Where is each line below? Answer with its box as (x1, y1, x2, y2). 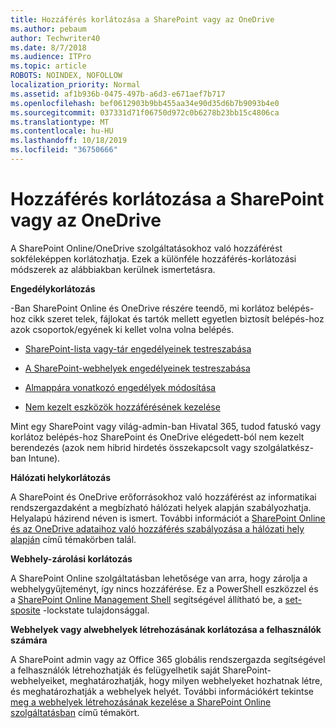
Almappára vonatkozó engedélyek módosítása (24, 381, 217, 393)
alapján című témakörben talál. (10, 533, 137, 545)
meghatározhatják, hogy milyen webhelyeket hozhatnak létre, (69, 674, 323, 686)
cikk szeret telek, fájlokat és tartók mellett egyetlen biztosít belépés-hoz (28, 312, 325, 325)
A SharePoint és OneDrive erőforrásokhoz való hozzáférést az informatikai (10, 491, 317, 503)
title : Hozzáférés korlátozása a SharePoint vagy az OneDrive (10, 14, 275, 25)
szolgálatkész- (253, 441, 314, 453)
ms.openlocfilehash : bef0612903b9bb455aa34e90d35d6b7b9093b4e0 (10, 98, 280, 108)
